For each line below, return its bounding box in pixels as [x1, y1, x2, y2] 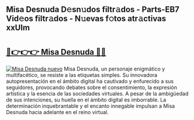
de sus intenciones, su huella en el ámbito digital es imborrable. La [6, 96, 167, 103]
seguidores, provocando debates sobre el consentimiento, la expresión [6, 84, 177, 91]
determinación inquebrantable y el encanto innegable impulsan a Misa [6, 103, 175, 110]
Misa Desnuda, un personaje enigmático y [64, 65, 165, 72]
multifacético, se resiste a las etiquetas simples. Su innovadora [6, 72, 158, 78]
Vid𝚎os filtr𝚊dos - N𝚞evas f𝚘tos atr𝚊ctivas [6, 14, 167, 24]
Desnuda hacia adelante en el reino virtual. [6, 109, 109, 115]
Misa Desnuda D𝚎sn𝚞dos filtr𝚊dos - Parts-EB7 [6, 5, 180, 15]
